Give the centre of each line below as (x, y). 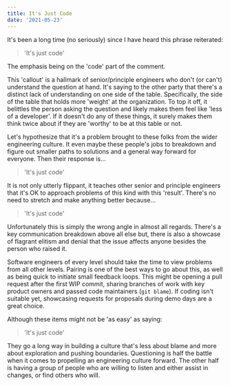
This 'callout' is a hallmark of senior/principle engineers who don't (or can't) (115, 79)
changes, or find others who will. (54, 375)
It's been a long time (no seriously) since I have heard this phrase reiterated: (115, 39)
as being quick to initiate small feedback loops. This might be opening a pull (115, 277)
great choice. (26, 305)
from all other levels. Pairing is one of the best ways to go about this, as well (115, 269)
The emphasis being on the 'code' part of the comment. (86, 66)
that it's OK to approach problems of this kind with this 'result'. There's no (112, 193)
